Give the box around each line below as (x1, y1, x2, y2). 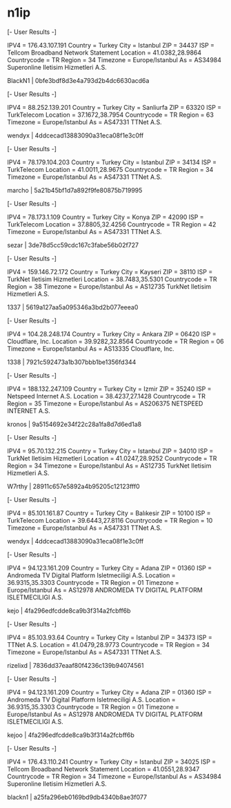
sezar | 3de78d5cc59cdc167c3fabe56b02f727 (7, 240, 139, 249)
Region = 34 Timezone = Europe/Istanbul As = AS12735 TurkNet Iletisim (7, 461, 212, 470)
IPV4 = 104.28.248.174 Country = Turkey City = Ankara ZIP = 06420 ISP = (7, 329, 217, 338)
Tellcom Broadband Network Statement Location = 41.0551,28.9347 (7, 764, 200, 773)
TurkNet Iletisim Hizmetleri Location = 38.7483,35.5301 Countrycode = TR (7, 275, 217, 283)
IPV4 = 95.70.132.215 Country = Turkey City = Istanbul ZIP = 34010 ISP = (7, 447, 214, 455)
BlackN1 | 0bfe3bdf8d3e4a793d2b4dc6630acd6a (7, 76, 150, 84)
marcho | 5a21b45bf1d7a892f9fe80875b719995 (7, 186, 143, 194)
